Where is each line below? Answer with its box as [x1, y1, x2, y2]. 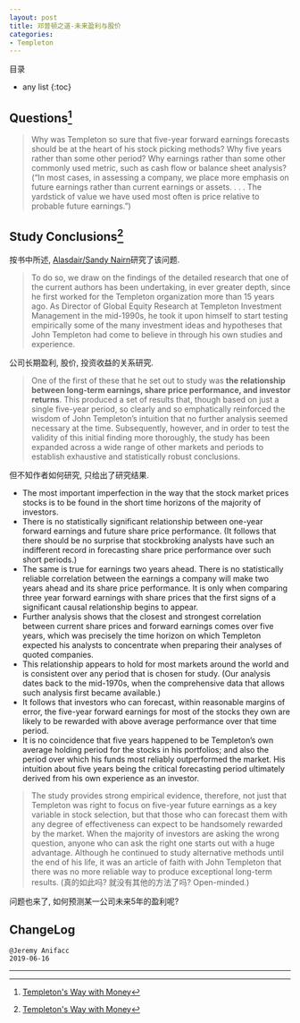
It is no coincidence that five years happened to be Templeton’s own [21, 735, 274, 746]
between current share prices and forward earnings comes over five [21, 620, 274, 631]
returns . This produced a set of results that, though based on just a [30, 394, 279, 405]
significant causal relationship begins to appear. [21, 601, 199, 612]
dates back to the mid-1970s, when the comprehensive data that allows [21, 678, 286, 688]
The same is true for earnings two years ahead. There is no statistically [21, 563, 284, 574]
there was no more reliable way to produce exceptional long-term [30, 865, 272, 877]
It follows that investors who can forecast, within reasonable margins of [21, 696, 286, 707]
